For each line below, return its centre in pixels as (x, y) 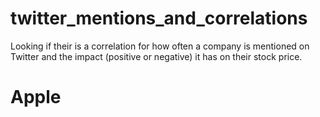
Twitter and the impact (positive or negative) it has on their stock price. (156, 56)
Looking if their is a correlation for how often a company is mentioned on (160, 46)
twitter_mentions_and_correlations (159, 18)
